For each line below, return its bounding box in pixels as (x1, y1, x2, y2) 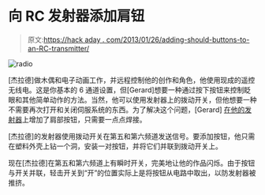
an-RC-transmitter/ (27, 43, 90, 53)
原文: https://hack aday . (27, 35, 105, 44)
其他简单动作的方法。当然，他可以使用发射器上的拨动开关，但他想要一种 (21, 95, 257, 104)
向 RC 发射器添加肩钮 (8, 7, 145, 25)
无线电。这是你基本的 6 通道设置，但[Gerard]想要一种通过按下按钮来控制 (8, 84, 244, 95)
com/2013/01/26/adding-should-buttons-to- (106, 35, 250, 44)
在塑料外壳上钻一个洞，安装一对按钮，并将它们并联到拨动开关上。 (8, 141, 222, 151)
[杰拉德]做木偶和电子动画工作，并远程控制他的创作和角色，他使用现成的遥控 (8, 75, 256, 84)
